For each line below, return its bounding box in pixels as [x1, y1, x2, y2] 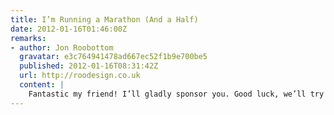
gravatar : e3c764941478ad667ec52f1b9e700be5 [19, 52, 208, 62]
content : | [19, 80, 65, 90]
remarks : [10, 33, 47, 43]
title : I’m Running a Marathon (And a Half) [10, 14, 199, 25]
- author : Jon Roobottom [10, 42, 114, 53]
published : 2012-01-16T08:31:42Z [19, 61, 159, 71]
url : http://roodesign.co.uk [19, 71, 141, 81]
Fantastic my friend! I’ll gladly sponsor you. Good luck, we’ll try [28, 89, 325, 99]
